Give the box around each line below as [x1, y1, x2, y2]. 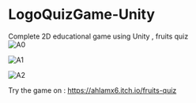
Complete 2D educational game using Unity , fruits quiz [8, 31, 189, 41]
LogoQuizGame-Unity [8, 6, 156, 24]
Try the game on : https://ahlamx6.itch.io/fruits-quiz [8, 85, 177, 95]
